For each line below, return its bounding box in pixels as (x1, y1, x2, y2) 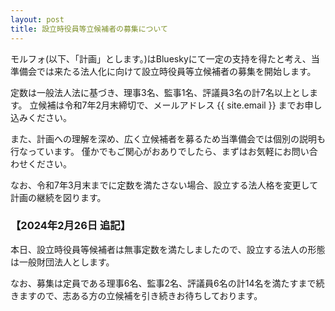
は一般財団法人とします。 (10, 256, 115, 268)
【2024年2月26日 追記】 (10, 219, 132, 233)
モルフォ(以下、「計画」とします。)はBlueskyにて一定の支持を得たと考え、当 (10, 52, 320, 65)
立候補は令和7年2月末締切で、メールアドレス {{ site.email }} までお (29, 99, 305, 111)
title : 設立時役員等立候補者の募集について (10, 24, 168, 34)
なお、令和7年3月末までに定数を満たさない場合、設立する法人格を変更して (10, 179, 319, 191)
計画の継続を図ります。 (10, 191, 107, 203)
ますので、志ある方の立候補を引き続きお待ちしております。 (18, 289, 263, 301)
